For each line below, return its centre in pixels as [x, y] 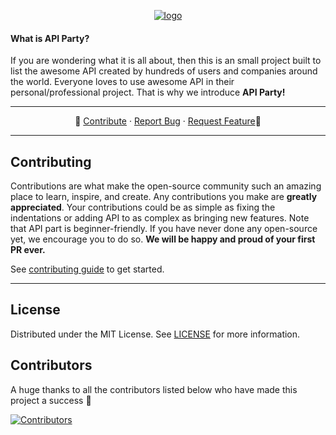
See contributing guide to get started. [87, 269]
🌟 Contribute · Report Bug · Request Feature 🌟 [168, 121]
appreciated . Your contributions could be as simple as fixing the [143, 207]
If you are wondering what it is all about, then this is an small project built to [166, 61]
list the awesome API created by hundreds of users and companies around [164, 71]
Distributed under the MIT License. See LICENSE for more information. [155, 334]
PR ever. [28, 250]
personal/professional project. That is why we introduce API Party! [148, 92]
